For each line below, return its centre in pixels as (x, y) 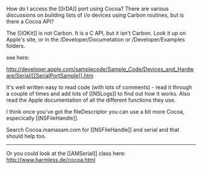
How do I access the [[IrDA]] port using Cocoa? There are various (88, 9)
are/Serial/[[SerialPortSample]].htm (50, 75)
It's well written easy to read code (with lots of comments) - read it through (99, 87)
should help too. (26, 136)
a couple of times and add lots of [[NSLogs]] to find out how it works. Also (98, 94)
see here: (18, 57)
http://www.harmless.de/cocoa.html (51, 160)
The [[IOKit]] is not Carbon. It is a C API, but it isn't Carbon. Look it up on (96, 33)
